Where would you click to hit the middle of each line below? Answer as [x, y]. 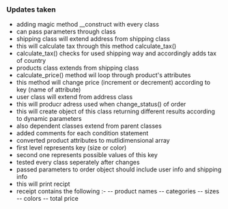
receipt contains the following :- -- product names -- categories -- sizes [118, 191]
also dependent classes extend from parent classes [89, 126]
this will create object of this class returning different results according [116, 111]
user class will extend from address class [74, 97]
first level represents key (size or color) [71, 148]
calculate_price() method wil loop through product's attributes [103, 75]
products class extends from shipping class [77, 68]
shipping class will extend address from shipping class [93, 39]
